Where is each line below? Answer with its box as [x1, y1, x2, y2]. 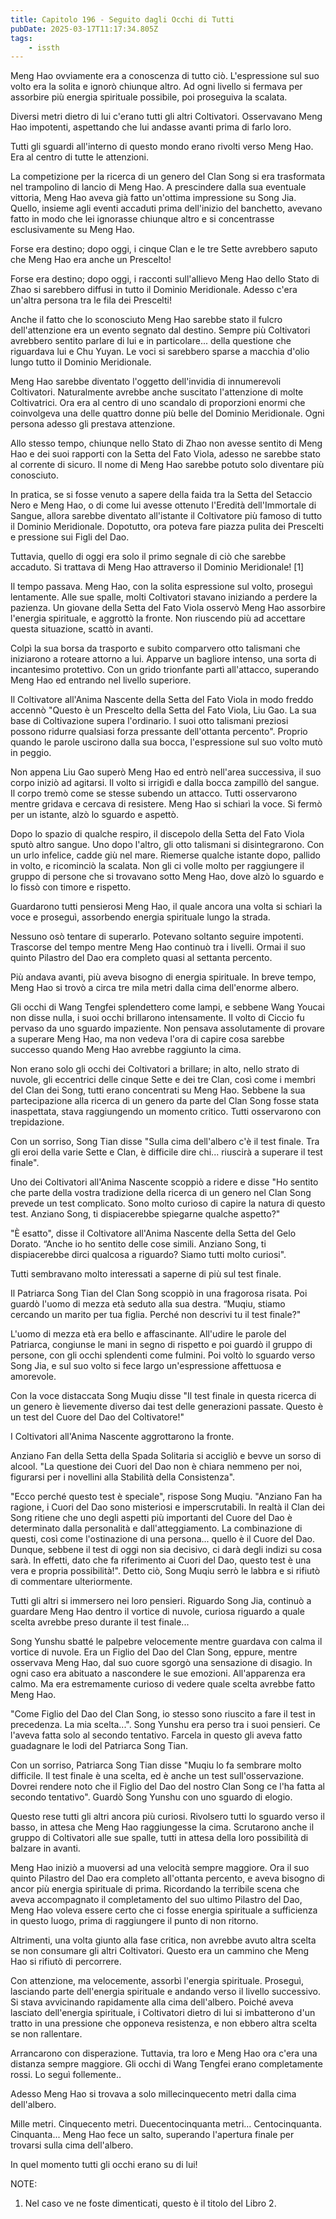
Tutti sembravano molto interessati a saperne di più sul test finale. [10, 1268, 282, 1280]
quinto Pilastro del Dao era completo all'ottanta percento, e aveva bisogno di [10, 1872, 325, 1885]
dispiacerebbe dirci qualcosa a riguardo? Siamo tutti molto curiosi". [10, 1249, 287, 1261]
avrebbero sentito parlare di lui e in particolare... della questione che [10, 335, 292, 347]
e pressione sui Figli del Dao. [10, 531, 130, 543]
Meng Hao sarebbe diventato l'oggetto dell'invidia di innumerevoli [10, 376, 282, 388]
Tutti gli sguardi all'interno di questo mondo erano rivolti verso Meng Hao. [10, 141, 314, 153]
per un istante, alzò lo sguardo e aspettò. [10, 809, 179, 821]
